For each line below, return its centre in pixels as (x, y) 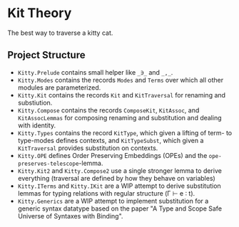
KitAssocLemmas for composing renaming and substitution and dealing (120, 117)
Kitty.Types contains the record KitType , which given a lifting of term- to (125, 132)
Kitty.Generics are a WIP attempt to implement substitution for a (113, 201)
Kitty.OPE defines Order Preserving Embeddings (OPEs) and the (112, 155)
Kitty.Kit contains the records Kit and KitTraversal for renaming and (122, 95)
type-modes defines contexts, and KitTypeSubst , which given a (111, 140)
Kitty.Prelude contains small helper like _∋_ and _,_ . (95, 72)
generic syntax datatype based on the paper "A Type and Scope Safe (120, 208)
